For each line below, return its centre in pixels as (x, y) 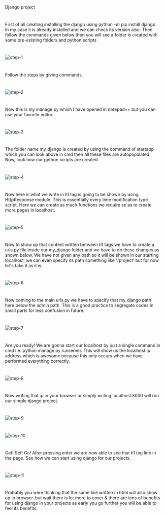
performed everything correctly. (38, 361)
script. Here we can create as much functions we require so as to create (78, 205)
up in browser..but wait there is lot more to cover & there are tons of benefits (82, 498)
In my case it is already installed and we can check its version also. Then (79, 30)
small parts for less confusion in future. (45, 310)
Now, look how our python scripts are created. (52, 160)
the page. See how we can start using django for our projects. (68, 458)
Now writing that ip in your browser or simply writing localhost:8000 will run (82, 396)
